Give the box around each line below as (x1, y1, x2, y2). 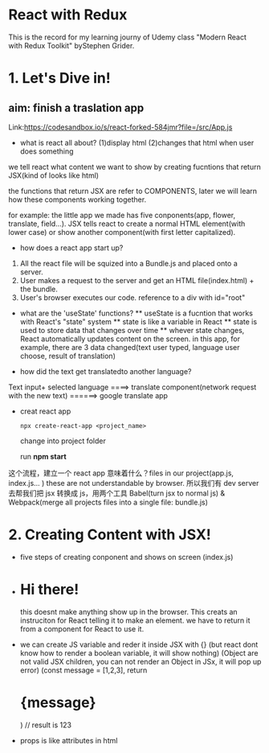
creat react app (19, 406, 71, 416)
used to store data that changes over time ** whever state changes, (19, 325, 245, 335)
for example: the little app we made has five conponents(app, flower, (8, 210, 236, 220)
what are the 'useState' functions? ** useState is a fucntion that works (19, 308, 253, 318)
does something (19, 146, 74, 156)
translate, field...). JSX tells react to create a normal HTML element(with (8, 219, 246, 228)
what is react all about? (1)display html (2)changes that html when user (19, 138, 255, 147)
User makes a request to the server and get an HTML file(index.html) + (19, 275, 255, 285)
